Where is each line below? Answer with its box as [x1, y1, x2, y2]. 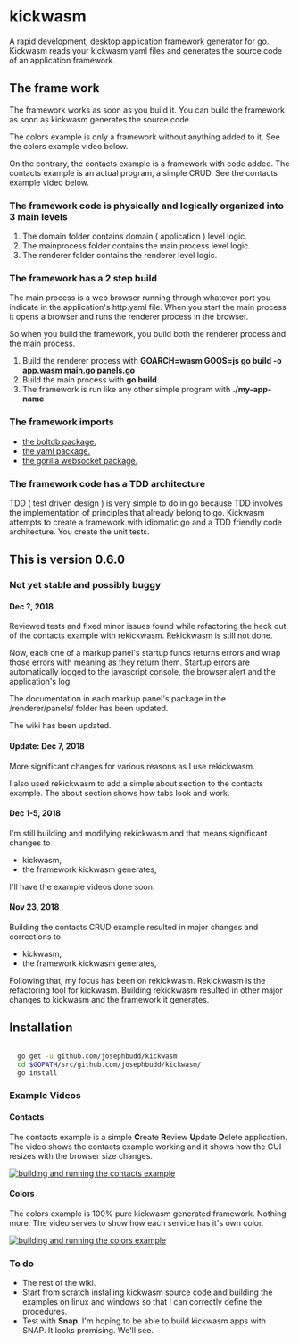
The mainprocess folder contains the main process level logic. [21, 240, 252, 251]
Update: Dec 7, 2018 [9, 741, 85, 752]
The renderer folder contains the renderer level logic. [21, 250, 218, 261]
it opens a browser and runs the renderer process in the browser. [9, 311, 249, 323]
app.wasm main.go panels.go [21, 365, 136, 376]
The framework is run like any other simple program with [21, 384, 231, 395]
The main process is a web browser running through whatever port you [9, 292, 271, 303]
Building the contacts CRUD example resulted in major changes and [9, 922, 259, 933]
